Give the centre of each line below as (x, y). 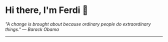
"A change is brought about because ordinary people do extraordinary (78, 24)
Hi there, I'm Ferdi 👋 (47, 10)
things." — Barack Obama (32, 29)
